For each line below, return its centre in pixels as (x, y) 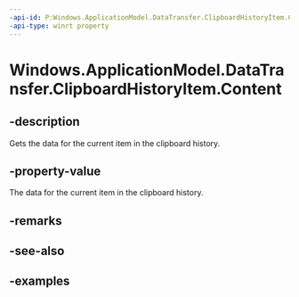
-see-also (37, 251)
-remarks (36, 221)
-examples (40, 281)
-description (44, 122)
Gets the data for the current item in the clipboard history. (115, 143)
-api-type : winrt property (59, 26)
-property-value (55, 171)
